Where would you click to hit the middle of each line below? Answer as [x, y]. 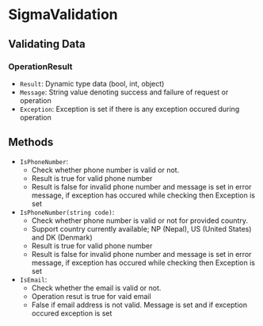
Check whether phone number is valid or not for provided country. [139, 221]
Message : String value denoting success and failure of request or [124, 92]
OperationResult [40, 67]
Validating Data [47, 44]
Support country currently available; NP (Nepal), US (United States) [141, 228]
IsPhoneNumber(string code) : [67, 212]
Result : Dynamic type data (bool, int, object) [92, 83]
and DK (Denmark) [62, 237]
